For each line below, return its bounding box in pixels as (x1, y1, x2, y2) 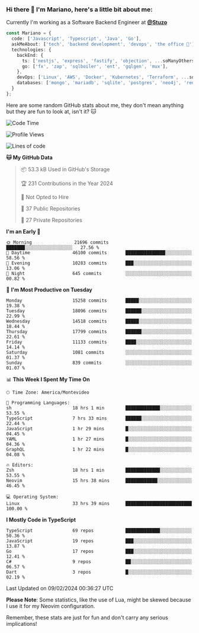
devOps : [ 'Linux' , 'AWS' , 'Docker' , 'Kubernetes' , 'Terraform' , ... (17, 74, 190, 81)
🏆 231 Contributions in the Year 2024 (20, 180, 114, 187)
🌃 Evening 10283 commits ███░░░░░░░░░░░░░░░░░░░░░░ (6, 260, 192, 266)
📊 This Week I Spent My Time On (6, 376, 90, 383)
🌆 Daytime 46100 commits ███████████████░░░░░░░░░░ (6, 250, 192, 255)
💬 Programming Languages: (6, 399, 70, 405)
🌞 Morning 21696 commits (6, 239, 109, 245)
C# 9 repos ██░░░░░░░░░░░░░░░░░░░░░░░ (6, 558, 192, 565)
